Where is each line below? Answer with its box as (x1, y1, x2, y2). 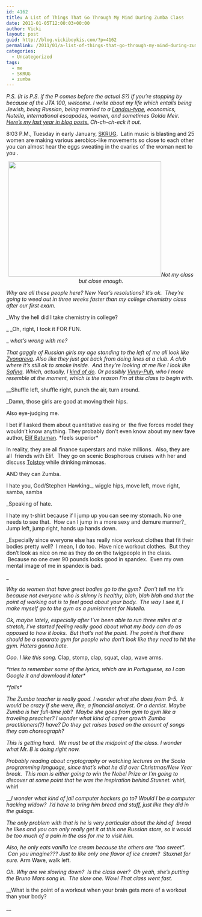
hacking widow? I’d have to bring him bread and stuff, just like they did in (6, 801, 189, 808)
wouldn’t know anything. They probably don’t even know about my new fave (6, 428, 195, 435)
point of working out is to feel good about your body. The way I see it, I (6, 599, 183, 606)
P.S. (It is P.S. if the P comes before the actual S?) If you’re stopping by (6, 93, 182, 100)
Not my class (161, 271, 194, 278)
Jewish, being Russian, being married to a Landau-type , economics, (6, 106, 176, 113)
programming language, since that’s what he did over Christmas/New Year (6, 764, 192, 771)
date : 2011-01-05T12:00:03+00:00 (6, 20, 90, 26)
